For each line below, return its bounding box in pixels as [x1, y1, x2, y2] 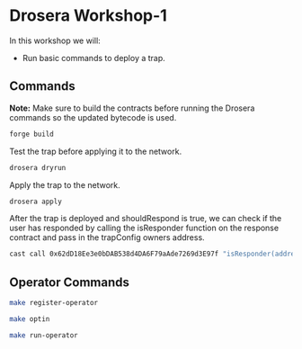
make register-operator [9, 299, 99, 308]
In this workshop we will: [9, 35, 101, 46]
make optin [9, 314, 50, 324]
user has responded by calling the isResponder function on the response [9, 222, 280, 234]
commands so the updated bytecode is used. [9, 112, 177, 122]
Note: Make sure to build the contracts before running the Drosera [9, 103, 255, 113]
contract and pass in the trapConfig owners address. [9, 232, 205, 243]
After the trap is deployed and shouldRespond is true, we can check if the [9, 213, 282, 224]
